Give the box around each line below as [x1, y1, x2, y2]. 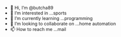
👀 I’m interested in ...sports [10, 10, 67, 16]
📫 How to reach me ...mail [10, 26, 66, 32]
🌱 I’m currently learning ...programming [10, 15, 93, 21]
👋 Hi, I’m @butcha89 [10, 5, 54, 10]
